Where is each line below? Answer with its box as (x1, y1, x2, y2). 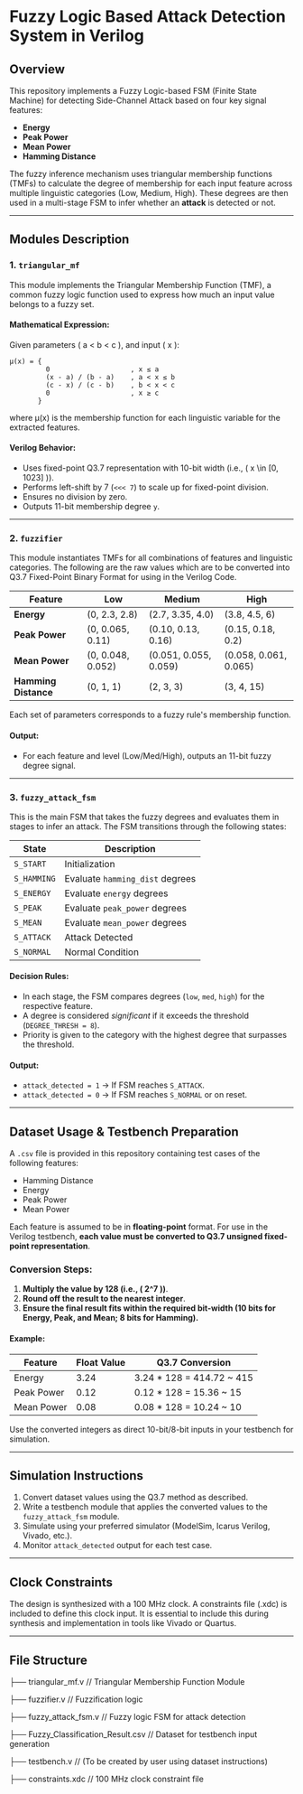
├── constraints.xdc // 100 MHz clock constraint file (9, 1773, 205, 1785)
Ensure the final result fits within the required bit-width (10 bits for (22, 1303, 277, 1313)
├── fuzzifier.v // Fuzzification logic (9, 1694, 143, 1705)
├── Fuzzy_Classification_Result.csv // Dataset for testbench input (9, 1729, 258, 1740)
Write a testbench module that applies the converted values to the (22, 1501, 268, 1512)
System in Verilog (9, 25, 144, 46)
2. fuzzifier (9, 532, 63, 545)
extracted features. (9, 422, 81, 433)
